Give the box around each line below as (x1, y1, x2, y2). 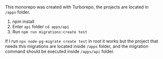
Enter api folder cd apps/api (12, 24, 70, 29)
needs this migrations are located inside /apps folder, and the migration (5, 44, 148, 49)
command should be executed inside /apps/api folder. (5, 48, 115, 54)
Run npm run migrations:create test (12, 29, 88, 34)
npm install (12, 19, 35, 24)
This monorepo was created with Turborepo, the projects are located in (5, 4, 149, 10)
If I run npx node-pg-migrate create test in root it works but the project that (5, 38, 158, 44)
